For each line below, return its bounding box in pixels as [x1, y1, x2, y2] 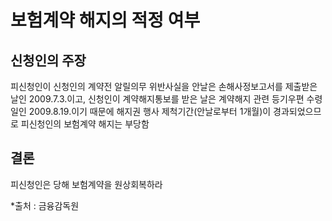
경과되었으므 [273, 106, 322, 117]
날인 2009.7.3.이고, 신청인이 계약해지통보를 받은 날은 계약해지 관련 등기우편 [10, 93, 305, 105]
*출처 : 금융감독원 [10, 199, 80, 211]
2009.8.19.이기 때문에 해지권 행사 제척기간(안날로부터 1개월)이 [28, 106, 272, 117]
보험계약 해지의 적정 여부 [10, 9, 201, 32]
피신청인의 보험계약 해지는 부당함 [20, 118, 150, 130]
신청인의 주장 [10, 52, 87, 69]
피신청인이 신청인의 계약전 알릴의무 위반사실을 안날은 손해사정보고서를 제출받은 [10, 81, 318, 92]
